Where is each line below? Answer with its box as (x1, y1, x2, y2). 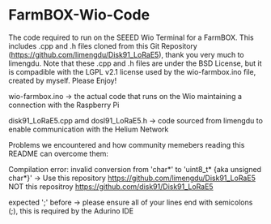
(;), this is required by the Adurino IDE (8, 205, 134, 216)
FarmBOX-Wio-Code (8, 6, 150, 24)
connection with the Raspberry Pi (8, 100, 120, 110)
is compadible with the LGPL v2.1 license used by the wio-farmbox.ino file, (8, 67, 256, 76)
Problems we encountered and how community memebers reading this (8, 140, 245, 149)
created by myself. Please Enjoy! (8, 75, 117, 85)
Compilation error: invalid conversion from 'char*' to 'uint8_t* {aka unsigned (8, 164, 261, 174)
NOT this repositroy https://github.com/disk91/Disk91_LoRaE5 (8, 181, 214, 192)
